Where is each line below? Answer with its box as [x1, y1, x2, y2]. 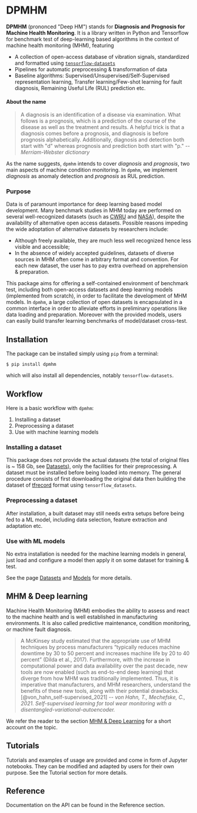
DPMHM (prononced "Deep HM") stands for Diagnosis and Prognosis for [6, 23, 185, 30]
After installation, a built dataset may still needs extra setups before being [6, 510, 185, 517]
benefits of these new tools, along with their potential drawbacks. [20, 687, 179, 694]
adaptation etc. [6, 522, 43, 529]
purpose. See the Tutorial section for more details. [6, 769, 128, 776]
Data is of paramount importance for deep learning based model [6, 201, 162, 208]
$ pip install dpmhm [6, 362, 57, 368]
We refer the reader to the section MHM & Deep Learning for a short [6, 717, 172, 725]
